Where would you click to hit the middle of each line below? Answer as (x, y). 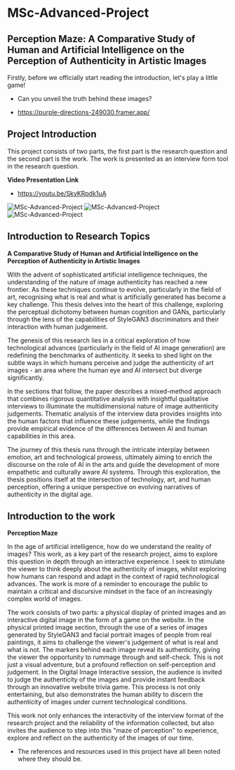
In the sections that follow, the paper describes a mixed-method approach (114, 391)
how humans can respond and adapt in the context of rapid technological (113, 576)
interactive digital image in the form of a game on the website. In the (106, 620)
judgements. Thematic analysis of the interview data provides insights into (115, 413)
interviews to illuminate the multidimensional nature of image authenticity (113, 406)
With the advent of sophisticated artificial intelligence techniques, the (107, 274)
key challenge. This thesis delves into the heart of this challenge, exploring (115, 304)
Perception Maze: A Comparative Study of (101, 39)
